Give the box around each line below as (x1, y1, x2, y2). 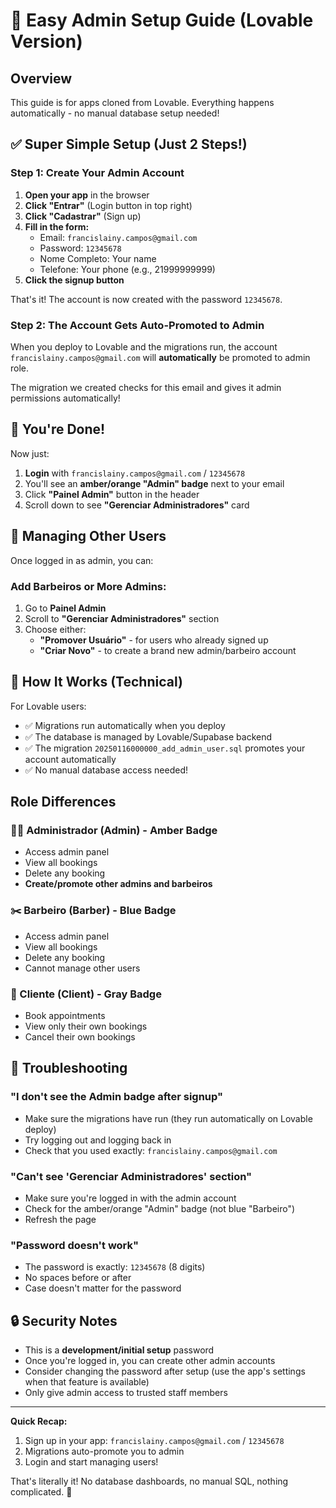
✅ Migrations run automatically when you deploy (24, 719, 226, 731)
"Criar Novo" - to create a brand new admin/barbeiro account (39, 644, 297, 656)
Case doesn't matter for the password (24, 1282, 182, 1294)
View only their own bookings (24, 1020, 148, 1032)
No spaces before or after (24, 1272, 132, 1284)
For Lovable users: (10, 700, 87, 712)
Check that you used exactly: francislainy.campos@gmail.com (24, 1144, 278, 1156)
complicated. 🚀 (10, 1486, 73, 1498)
